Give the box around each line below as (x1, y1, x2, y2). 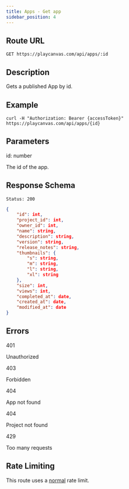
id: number (6, 152, 32, 159)
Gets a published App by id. (6, 83, 73, 90)
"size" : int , (16, 282, 48, 288)
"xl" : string (27, 272, 59, 278)
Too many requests (6, 444, 53, 451)
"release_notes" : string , (16, 244, 80, 250)
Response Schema (6, 180, 76, 191)
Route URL (6, 36, 45, 46)
